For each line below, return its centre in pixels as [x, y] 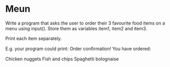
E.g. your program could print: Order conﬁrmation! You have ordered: [78, 49]
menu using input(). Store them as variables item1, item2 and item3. [76, 28]
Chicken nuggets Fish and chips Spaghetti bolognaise [62, 59]
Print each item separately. [34, 38]
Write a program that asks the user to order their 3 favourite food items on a [85, 23]
